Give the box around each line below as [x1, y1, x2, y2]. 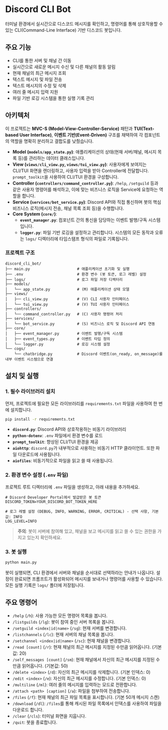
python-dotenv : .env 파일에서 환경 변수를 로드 [12, 433, 103, 439]
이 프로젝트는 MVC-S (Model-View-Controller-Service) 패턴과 [5, 126, 133, 132]
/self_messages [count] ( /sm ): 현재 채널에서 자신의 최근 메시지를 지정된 [12, 656, 155, 662]
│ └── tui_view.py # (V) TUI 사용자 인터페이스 [5, 302, 129, 307]
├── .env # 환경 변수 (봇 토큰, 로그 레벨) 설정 [5, 272, 147, 277]
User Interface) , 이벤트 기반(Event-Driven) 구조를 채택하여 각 [19, 132, 143, 138]
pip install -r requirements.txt [5, 417, 75, 422]
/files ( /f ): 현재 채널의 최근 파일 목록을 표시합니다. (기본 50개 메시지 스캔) [12, 694, 160, 700]
